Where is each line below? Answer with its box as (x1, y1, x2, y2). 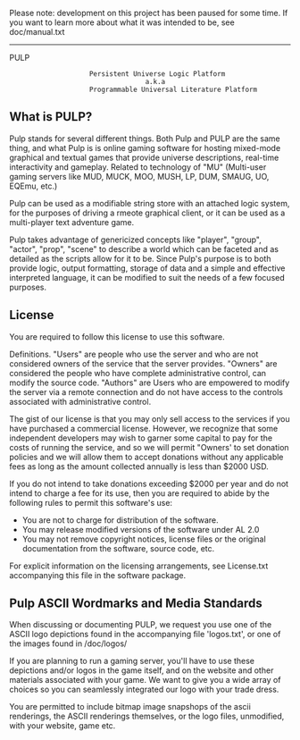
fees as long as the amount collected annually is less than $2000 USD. (9, 460, 270, 472)
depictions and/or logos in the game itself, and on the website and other (9, 665, 274, 676)
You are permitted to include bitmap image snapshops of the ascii (9, 702, 252, 712)
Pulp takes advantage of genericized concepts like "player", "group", (9, 234, 262, 245)
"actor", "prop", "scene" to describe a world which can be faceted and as (9, 243, 279, 254)
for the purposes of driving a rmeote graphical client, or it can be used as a (9, 207, 286, 218)
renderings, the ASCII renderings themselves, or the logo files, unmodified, (9, 711, 285, 722)
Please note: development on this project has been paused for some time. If (9, 8, 288, 18)
